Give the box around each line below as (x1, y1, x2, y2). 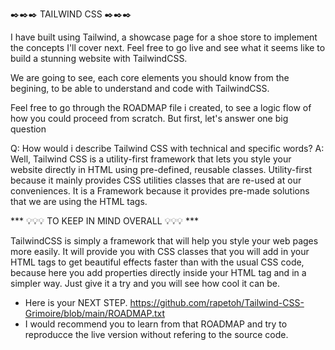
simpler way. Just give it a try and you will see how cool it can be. (10, 278, 281, 289)
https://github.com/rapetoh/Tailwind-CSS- (129, 297, 305, 308)
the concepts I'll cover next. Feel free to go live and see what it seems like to (10, 42, 326, 53)
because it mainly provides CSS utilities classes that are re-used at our (10, 174, 302, 186)
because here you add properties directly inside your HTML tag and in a (10, 267, 307, 278)
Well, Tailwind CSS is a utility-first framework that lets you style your (10, 153, 292, 165)
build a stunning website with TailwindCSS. (10, 53, 188, 64)
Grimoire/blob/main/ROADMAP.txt (24, 308, 166, 319)
